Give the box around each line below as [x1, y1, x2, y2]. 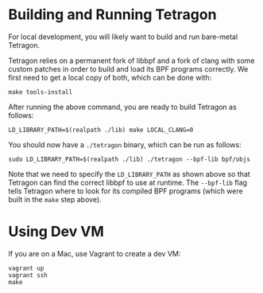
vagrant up [8, 264, 44, 272]
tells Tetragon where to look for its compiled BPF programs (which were [8, 186, 244, 196]
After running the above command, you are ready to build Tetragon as [8, 102, 237, 111]
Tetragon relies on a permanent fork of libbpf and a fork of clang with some [8, 56, 255, 65]
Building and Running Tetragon [8, 6, 217, 24]
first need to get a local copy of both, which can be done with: [8, 72, 212, 82]
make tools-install [8, 88, 73, 96]
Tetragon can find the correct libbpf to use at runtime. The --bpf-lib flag [8, 178, 248, 187]
